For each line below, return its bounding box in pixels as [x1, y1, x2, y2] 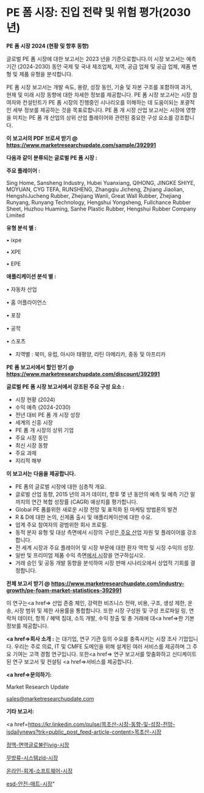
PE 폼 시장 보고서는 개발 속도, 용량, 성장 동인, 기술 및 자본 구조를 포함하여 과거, [6, 83, 192, 90]
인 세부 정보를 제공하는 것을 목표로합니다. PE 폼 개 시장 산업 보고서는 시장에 [6, 106, 185, 114]
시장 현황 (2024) [15, 396, 56, 403]
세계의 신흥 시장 [15, 419, 53, 426]
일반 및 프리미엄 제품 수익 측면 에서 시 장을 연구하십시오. [15, 551, 146, 559]
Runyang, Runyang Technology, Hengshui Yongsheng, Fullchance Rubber [6, 198, 191, 206]
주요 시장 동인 [15, 434, 48, 441]
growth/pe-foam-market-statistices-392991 [6, 587, 122, 594]
